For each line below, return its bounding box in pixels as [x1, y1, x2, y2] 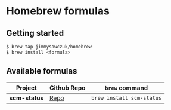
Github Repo [49, 84, 86, 92]
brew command [105, 84, 148, 92]
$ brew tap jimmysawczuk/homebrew [6, 44, 92, 50]
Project [15, 84, 37, 92]
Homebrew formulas [6, 4, 110, 18]
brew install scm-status [91, 94, 162, 101]
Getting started [6, 28, 64, 38]
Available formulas [6, 66, 77, 76]
